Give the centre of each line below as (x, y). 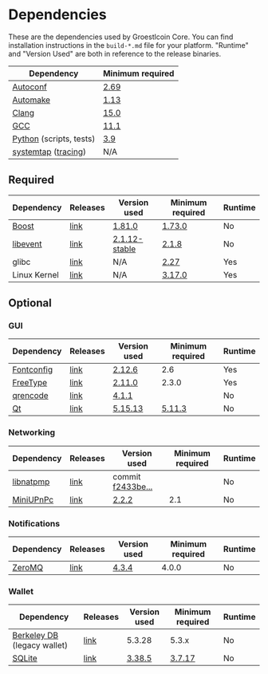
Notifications (34, 523)
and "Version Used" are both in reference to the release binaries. (115, 53)
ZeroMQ (28, 568)
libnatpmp (31, 482)
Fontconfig (33, 370)
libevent (27, 243)
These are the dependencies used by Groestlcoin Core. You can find (121, 37)
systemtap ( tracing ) (49, 152)
